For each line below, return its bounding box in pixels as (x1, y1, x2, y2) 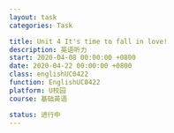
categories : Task (9, 21, 73, 30)
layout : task (9, 12, 57, 22)
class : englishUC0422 (9, 70, 89, 79)
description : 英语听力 (9, 45, 87, 54)
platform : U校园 (9, 85, 66, 95)
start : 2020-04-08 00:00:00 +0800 (9, 54, 137, 63)
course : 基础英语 (9, 94, 68, 103)
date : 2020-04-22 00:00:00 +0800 (9, 62, 132, 70)
